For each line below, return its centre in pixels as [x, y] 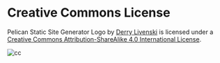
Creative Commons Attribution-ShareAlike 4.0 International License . [104, 39]
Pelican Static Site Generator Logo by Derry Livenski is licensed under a [110, 32]
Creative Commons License [89, 13]
